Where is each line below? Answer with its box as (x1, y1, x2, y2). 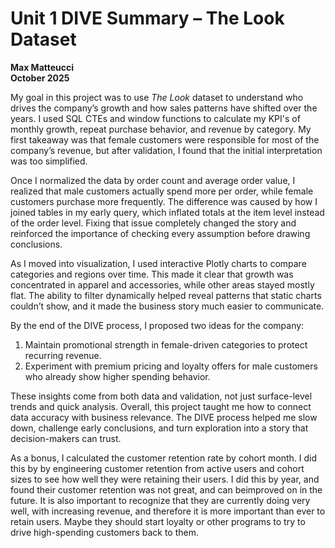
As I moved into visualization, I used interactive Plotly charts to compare (10, 257, 307, 269)
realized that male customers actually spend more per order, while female (10, 185, 314, 197)
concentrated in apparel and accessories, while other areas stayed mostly (10, 278, 315, 291)
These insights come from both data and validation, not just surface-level (10, 390, 313, 402)
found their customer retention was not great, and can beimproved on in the (10, 483, 323, 496)
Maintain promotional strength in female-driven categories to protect (24, 338, 308, 351)
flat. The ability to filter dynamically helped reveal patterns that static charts (10, 289, 322, 301)
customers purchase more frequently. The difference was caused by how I (10, 195, 318, 207)
